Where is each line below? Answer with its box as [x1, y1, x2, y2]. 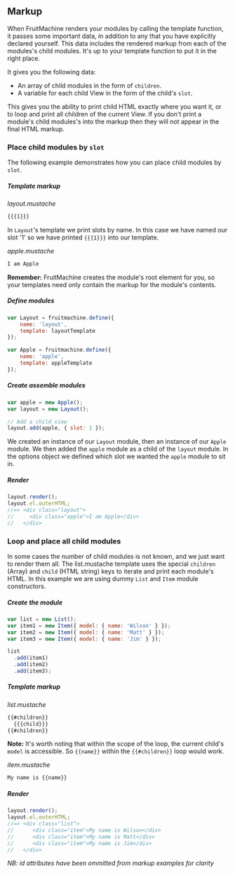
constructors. [7, 582, 46, 590]
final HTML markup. [7, 124, 65, 133]
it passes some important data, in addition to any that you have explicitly [7, 32, 216, 40]
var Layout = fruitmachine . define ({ [7, 314, 114, 322]
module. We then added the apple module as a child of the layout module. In [7, 445, 229, 453]
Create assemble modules [7, 381, 86, 390]
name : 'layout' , [20, 321, 68, 328]
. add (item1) [13, 654, 49, 662]
